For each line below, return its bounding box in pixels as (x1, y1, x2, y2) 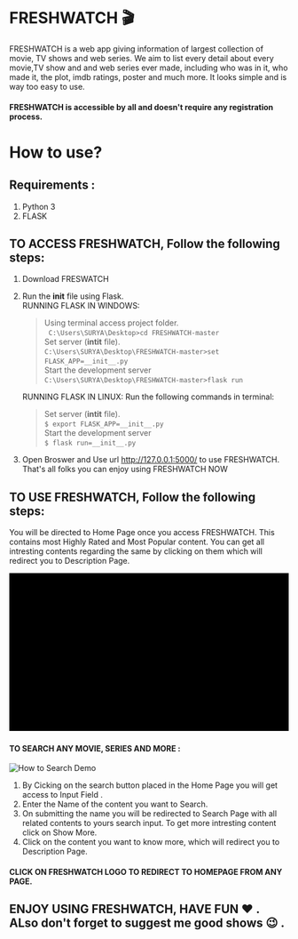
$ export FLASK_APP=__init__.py (43, 420, 164, 429)
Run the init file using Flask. (21, 291, 124, 301)
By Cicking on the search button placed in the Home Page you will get (21, 780, 278, 791)
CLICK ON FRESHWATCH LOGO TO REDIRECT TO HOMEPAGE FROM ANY (9, 866, 283, 877)
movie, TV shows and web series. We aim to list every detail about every (9, 52, 275, 63)
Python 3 (21, 201, 56, 212)
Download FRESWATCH (21, 274, 109, 285)
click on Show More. (21, 827, 98, 838)
